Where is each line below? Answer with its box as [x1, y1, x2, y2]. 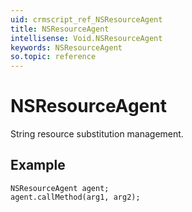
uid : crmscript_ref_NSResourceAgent [10, 14, 163, 25]
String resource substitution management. [10, 128, 184, 140]
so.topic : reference [10, 52, 97, 62]
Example [10, 157, 66, 174]
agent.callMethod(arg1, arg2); [10, 192, 141, 202]
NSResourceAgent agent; [10, 183, 110, 193]
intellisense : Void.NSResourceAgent [10, 33, 163, 43]
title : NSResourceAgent [10, 24, 110, 34]
